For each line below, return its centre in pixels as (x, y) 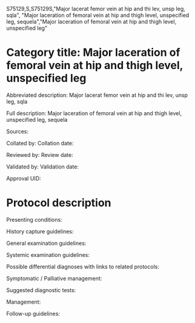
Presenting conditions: (34, 219)
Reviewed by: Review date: (40, 155)
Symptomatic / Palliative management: (54, 278)
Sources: (18, 131)
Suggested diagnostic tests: (41, 290)
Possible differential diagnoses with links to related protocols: (83, 267)
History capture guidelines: (40, 231)
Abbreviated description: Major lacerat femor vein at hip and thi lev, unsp (97, 95)
